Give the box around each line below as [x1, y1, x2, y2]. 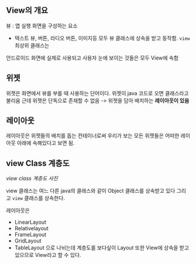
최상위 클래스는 [14, 41, 50, 48]
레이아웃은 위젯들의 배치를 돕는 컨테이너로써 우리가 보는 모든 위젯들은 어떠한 [6, 132, 180, 139]
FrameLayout [14, 231, 47, 238]
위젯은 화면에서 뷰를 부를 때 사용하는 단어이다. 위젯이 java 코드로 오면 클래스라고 [6, 89, 189, 96]
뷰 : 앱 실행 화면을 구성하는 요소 [6, 22, 78, 29]
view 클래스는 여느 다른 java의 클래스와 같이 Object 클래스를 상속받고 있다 [6, 187, 176, 194]
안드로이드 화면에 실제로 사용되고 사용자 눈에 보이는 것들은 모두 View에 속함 [6, 54, 179, 61]
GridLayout [14, 237, 42, 244]
